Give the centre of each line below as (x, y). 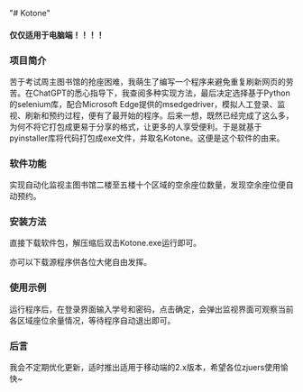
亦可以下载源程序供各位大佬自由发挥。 (80, 262)
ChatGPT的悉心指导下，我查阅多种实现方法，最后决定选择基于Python (161, 93)
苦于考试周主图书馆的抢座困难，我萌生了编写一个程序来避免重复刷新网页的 (147, 81)
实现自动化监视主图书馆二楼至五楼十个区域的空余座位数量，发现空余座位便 (147, 185)
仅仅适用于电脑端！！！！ (57, 34)
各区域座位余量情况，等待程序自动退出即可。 (92, 320)
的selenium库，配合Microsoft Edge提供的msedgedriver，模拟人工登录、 (143, 104)
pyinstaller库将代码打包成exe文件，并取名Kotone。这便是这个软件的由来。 (147, 138)
